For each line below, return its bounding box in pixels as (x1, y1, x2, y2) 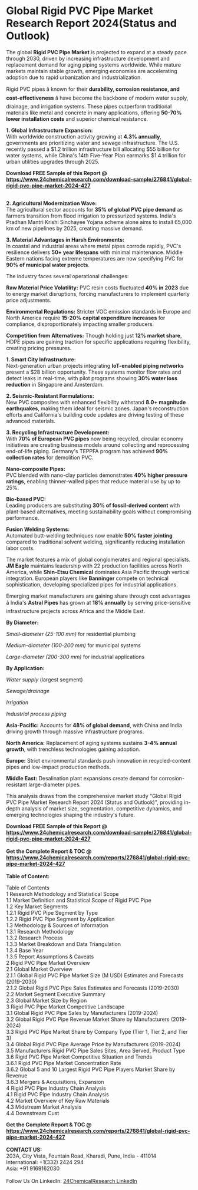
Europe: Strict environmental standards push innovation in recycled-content (6, 757, 191, 764)
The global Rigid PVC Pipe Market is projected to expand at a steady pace (6, 48, 187, 55)
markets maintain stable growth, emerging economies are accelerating (6, 67, 178, 74)
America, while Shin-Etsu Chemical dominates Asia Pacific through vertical (6, 568, 190, 575)
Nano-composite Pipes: (6, 465, 66, 472)
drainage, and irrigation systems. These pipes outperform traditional (6, 103, 172, 110)
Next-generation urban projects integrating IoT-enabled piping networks (6, 362, 184, 369)
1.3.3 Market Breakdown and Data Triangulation (6, 940, 121, 947)
